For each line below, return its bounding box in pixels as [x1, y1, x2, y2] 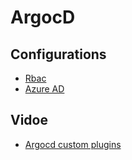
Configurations [10, 46, 107, 63]
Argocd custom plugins [24, 138, 122, 150]
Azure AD [24, 83, 65, 95]
